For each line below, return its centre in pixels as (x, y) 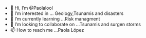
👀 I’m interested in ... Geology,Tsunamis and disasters (67, 13)
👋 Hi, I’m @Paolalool (31, 8)
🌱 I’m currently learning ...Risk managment (55, 19)
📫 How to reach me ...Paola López (47, 30)
